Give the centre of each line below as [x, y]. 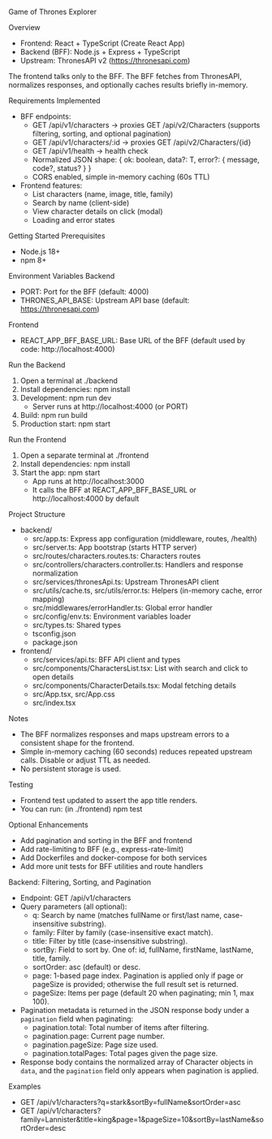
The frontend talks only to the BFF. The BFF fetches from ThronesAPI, [125, 76]
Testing [21, 785]
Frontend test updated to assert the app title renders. [109, 800]
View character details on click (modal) [98, 211]
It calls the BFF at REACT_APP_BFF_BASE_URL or [114, 490]
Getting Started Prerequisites [57, 236]
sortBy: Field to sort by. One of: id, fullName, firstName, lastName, [143, 950]
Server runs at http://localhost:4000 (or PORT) [110, 406]
